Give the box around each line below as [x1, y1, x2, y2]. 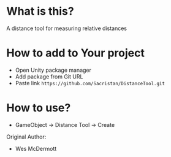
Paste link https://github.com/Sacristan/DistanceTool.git [15, 79, 165, 86]
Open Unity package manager [15, 66, 92, 74]
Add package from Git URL [15, 72, 83, 80]
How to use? [6, 101, 71, 115]
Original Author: [6, 133, 47, 140]
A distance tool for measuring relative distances [6, 25, 127, 32]
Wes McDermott [15, 145, 57, 152]
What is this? [6, 4, 75, 18]
